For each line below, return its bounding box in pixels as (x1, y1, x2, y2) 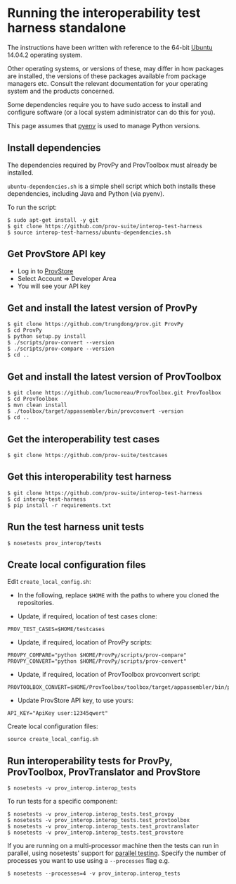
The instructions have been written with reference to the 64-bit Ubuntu (7, 43, 213, 51)
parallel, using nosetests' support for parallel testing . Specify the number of (7, 849, 226, 857)
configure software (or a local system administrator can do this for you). (7, 108, 216, 116)
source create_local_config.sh (7, 736, 99, 743)
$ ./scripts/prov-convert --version (7, 340, 114, 347)
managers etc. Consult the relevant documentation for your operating (7, 79, 209, 87)
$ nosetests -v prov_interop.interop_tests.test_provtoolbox (7, 817, 190, 824)
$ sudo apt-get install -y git (7, 216, 99, 223)
